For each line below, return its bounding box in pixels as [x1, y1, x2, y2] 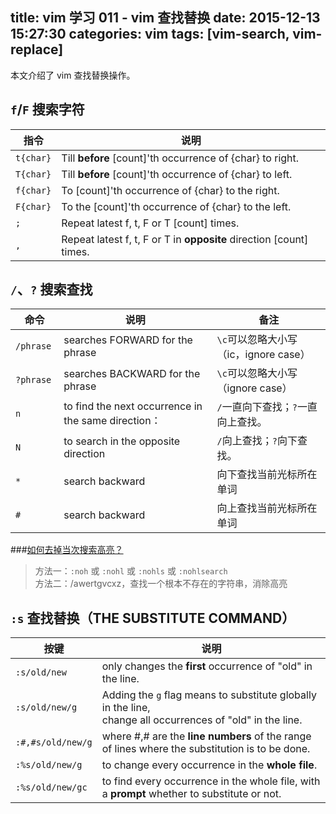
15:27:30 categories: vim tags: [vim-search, [10, 26, 290, 43]
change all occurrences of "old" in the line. [101, 713, 303, 727]
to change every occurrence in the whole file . [101, 758, 318, 772]
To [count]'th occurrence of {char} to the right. [61, 183, 280, 197]
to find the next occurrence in [63, 399, 203, 413]
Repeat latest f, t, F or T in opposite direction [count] [61, 232, 309, 246]
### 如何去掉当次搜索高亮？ [10, 544, 124, 556]
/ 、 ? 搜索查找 [10, 281, 93, 298]
